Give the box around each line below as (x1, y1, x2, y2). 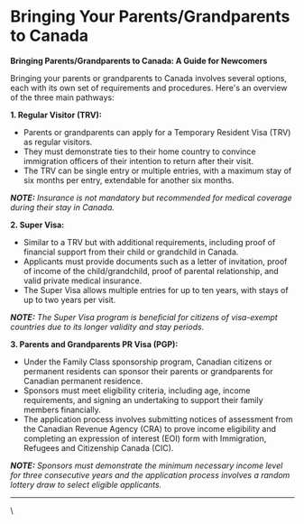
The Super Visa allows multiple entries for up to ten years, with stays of (23, 284, 289, 295)
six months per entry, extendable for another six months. (23, 174, 235, 186)
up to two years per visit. (23, 294, 116, 305)
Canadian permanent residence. (23, 375, 143, 386)
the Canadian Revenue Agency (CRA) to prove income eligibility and (23, 423, 277, 434)
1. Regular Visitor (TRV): (10, 109, 102, 120)
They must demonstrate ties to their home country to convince (23, 146, 256, 157)
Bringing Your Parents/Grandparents (10, 6, 290, 27)
